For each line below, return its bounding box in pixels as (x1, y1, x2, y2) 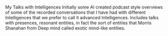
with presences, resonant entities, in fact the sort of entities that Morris (5, 20, 151, 26)
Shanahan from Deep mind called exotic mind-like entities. (5, 25, 125, 31)
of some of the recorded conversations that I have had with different (5, 9, 146, 15)
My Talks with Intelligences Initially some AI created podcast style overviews (5, 4, 163, 10)
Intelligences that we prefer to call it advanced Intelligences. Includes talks (5, 15, 159, 20)
